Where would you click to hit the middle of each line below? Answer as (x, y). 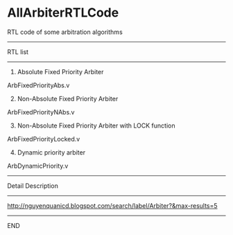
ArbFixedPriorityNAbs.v (41, 112)
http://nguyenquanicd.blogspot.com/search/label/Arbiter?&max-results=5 (112, 205)
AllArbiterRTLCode (63, 13)
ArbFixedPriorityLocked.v (44, 139)
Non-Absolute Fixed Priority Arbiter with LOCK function (96, 125)
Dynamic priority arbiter (51, 152)
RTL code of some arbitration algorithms (65, 32)
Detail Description (33, 186)
